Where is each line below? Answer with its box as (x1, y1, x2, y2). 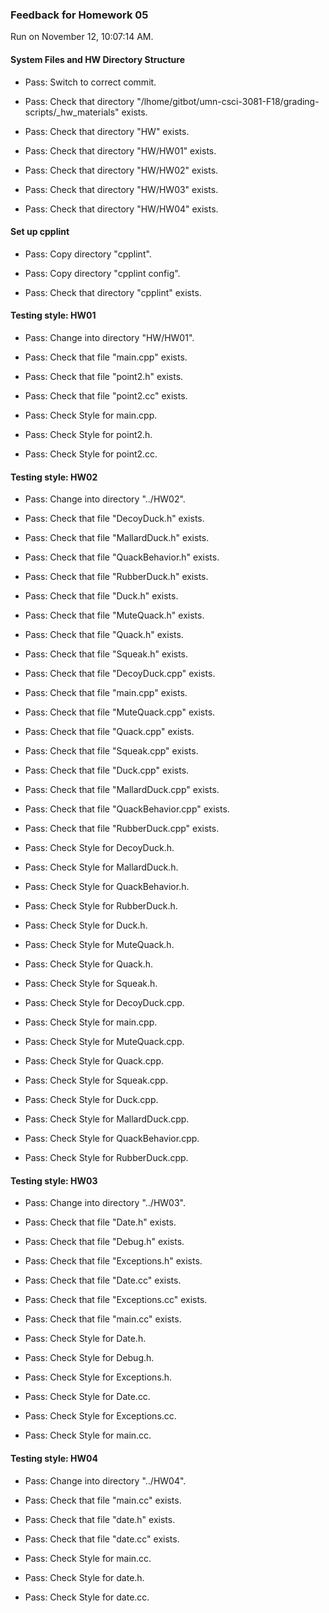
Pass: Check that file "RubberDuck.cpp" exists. (24, 823, 220, 835)
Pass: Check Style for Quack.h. (24, 958, 154, 970)
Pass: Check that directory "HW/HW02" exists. (24, 164, 219, 176)
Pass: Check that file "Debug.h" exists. (24, 1236, 185, 1248)
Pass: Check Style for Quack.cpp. (24, 1055, 165, 1067)
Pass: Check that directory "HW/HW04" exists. (24, 203, 219, 215)
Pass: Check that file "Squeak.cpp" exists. (24, 745, 199, 757)
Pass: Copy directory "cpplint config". (24, 267, 181, 279)
